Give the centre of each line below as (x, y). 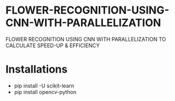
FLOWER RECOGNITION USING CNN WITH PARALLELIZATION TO (86, 39)
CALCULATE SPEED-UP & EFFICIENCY (53, 45)
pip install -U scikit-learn (44, 86)
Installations (37, 69)
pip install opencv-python (45, 92)
